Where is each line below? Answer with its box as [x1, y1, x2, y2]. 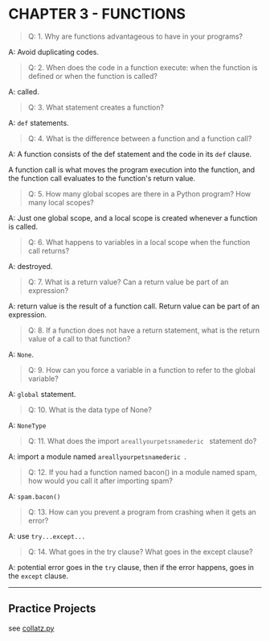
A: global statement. [8, 389, 76, 399]
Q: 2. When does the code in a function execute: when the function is [27, 62, 258, 72]
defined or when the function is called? [27, 71, 158, 81]
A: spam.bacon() [8, 491, 61, 501]
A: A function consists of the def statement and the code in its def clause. [8, 149, 252, 159]
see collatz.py [8, 623, 55, 633]
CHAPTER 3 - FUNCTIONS [8, 5, 186, 23]
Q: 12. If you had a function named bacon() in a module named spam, [27, 467, 257, 477]
